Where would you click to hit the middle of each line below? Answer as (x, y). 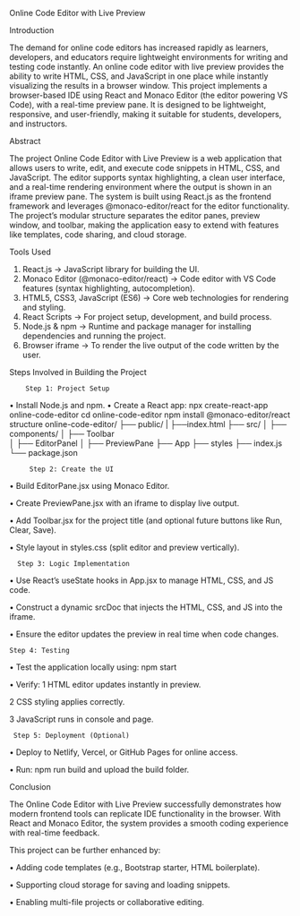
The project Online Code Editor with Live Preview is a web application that (146, 158)
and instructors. (39, 124)
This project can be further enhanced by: (85, 850)
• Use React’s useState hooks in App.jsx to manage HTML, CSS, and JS (141, 580)
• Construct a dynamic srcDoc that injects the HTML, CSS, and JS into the (146, 607)
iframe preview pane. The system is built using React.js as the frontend (140, 197)
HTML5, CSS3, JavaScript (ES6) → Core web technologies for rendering (155, 298)
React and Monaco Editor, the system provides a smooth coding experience (149, 823)
